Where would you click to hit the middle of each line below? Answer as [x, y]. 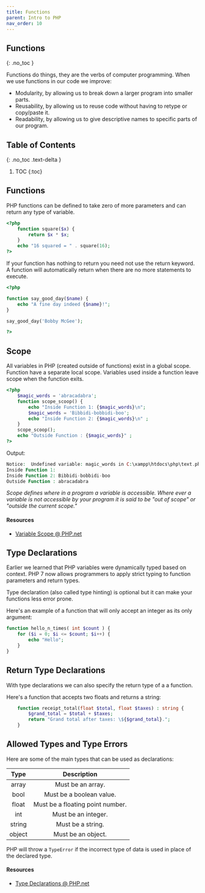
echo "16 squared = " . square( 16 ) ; [64, 246]
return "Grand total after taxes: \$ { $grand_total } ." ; [99, 720]
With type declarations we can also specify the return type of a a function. [100, 685]
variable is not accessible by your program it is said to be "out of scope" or [101, 499]
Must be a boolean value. [80, 794]
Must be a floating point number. [80, 804]
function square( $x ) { [46, 229]
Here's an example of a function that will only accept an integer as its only [99, 611]
